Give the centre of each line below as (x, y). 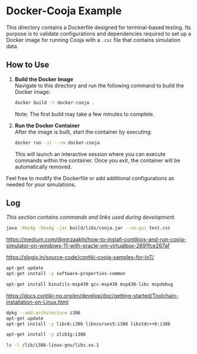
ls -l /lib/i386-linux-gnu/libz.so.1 (53, 345)
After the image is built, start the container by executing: (83, 132)
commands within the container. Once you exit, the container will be (97, 160)
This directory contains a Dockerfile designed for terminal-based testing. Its (98, 27)
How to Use (28, 65)
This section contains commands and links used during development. (91, 217)
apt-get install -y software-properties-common (66, 274)
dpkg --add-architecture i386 (43, 312)
